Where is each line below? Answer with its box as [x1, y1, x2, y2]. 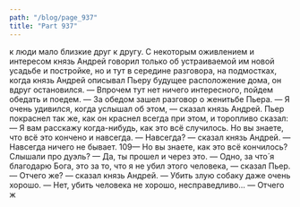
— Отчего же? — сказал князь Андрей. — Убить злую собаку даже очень [9, 169, 291, 180]
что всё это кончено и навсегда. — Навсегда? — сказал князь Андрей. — [9, 132, 291, 142]
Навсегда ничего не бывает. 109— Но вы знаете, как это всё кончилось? [9, 141, 288, 152]
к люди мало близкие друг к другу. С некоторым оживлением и [9, 46, 255, 56]
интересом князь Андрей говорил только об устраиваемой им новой [9, 56, 275, 66]
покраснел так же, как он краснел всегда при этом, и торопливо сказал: [9, 113, 289, 124]
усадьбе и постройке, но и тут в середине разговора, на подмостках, [9, 65, 278, 76]
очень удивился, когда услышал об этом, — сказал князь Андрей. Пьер [9, 103, 285, 114]
